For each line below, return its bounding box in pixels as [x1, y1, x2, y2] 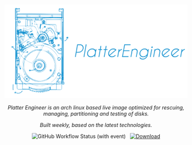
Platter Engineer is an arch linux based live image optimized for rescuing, [7, 104, 185, 111]
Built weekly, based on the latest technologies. [39, 122, 153, 129]
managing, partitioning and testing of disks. [43, 110, 149, 118]
